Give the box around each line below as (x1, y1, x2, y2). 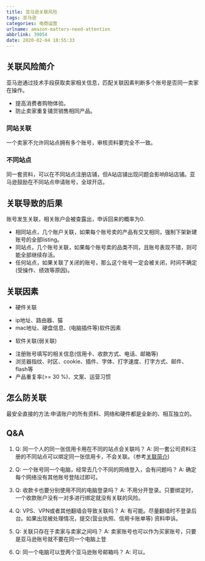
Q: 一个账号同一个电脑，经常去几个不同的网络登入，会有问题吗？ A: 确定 (15, 466, 197, 473)
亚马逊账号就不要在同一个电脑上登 (20, 535, 107, 543)
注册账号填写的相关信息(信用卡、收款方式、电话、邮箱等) (15, 350, 159, 358)
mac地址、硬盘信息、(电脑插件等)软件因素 (15, 324, 121, 332)
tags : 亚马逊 (6, 15, 37, 21)
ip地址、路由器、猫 (15, 317, 63, 324)
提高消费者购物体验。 (15, 99, 69, 107)
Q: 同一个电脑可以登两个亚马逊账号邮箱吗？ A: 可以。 (15, 548, 149, 555)
